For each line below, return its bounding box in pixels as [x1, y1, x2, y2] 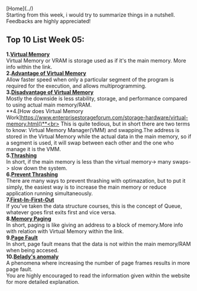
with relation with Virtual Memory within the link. [6, 227, 124, 234]
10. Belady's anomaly [6, 253, 59, 260]
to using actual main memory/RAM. [6, 101, 92, 108]
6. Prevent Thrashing [6, 171, 58, 178]
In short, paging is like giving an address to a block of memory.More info [6, 221, 183, 229]
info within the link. [6, 63, 52, 70]
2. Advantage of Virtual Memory [6, 70, 87, 77]
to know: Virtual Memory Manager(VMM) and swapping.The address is [6, 126, 180, 133]
